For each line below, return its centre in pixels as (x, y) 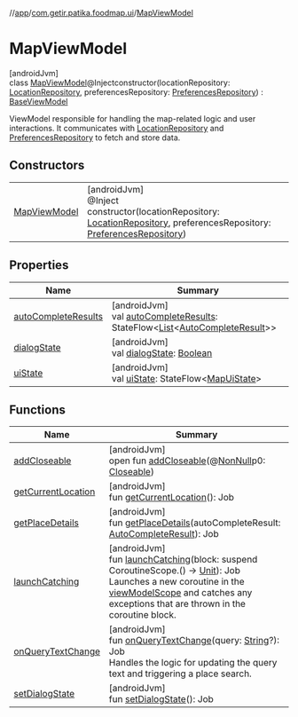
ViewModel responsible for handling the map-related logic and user (133, 118)
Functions (38, 410)
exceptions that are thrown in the (177, 604)
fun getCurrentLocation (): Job (172, 498)
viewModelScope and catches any (180, 593)
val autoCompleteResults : (165, 316)
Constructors (47, 165)
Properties (39, 265)
